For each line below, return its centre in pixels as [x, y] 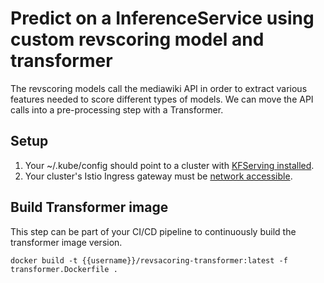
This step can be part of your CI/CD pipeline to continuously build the [153, 231]
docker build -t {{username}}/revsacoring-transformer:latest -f [149, 260]
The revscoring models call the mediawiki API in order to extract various [159, 88]
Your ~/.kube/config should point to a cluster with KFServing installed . [169, 165]
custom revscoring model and [137, 39]
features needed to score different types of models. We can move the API [162, 99]
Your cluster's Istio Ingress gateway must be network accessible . [158, 176]
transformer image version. [66, 242]
